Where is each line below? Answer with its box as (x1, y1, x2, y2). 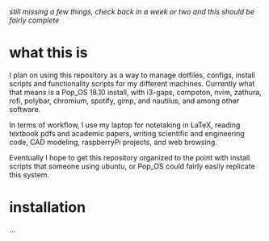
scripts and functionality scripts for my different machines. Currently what (9, 78, 255, 88)
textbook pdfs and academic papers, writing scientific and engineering (9, 128, 245, 138)
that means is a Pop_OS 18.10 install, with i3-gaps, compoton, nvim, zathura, (9, 87, 262, 97)
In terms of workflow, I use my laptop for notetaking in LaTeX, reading (9, 120, 241, 130)
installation (9, 198, 86, 217)
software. (9, 104, 41, 114)
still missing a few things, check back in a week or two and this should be (9, 7, 255, 16)
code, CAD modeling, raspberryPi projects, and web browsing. (9, 137, 217, 147)
